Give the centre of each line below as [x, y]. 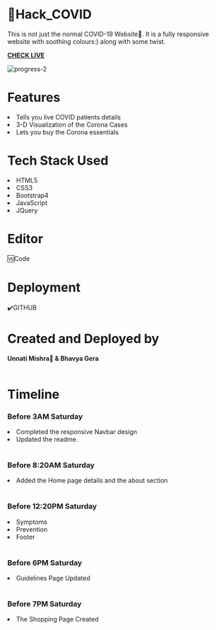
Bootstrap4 [33, 195]
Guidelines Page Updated [53, 578]
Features [34, 98]
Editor [25, 239]
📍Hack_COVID [49, 14]
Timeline [34, 394]
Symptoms [32, 522]
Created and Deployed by [83, 338]
